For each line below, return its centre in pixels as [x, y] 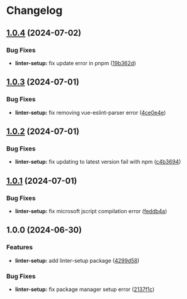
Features [20, 247]
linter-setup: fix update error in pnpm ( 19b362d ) [75, 63]
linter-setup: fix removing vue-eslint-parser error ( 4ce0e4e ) [90, 112]
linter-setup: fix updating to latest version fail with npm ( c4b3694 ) [98, 162]
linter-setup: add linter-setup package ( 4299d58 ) [77, 260]
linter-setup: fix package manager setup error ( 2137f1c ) [85, 289]
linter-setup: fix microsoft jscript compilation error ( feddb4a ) [91, 211]
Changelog [34, 11]
